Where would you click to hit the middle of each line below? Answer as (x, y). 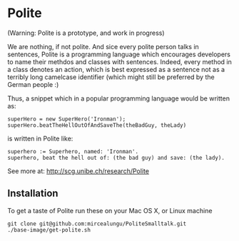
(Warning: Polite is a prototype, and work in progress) (86, 33)
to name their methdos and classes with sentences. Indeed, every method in (119, 61)
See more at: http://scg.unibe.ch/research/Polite (78, 171)
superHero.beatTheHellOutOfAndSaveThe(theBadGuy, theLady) (97, 125)
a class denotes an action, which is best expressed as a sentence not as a (116, 69)
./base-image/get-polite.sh (49, 230)
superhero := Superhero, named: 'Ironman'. (73, 151)
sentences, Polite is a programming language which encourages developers (119, 54)
